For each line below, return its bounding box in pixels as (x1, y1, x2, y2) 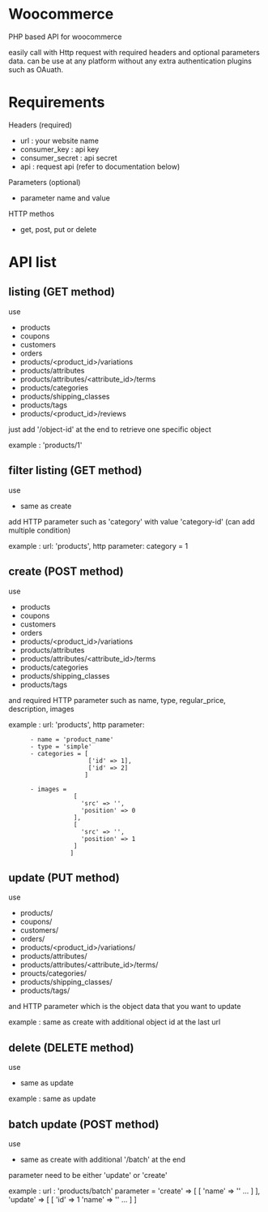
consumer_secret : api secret (19, 153, 117, 162)
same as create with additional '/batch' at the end (19, 1154, 186, 1164)
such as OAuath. (8, 64, 63, 74)
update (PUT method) (8, 870, 120, 885)
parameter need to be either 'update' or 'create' (8, 1170, 168, 1180)
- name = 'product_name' (29, 735, 114, 744)
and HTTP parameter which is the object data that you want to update (8, 1002, 241, 1011)
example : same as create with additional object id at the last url (8, 1017, 221, 1027)
